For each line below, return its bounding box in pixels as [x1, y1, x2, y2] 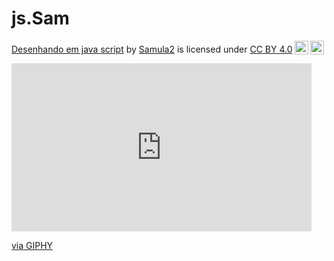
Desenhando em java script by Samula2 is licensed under [11, 43, 248, 55]
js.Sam [11, 7, 70, 30]
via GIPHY [11, 239, 54, 251]
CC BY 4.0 [249, 43, 293, 55]
